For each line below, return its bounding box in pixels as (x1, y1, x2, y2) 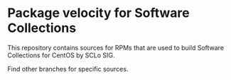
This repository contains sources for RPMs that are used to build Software (7, 43, 225, 52)
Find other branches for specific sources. (7, 64, 129, 73)
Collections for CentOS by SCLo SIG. (7, 51, 115, 59)
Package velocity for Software (7, 5, 190, 21)
